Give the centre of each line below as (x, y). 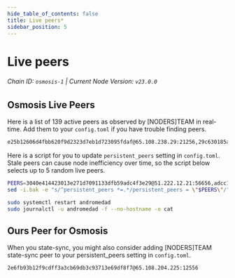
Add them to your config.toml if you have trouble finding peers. (115, 129)
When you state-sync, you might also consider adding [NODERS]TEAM (109, 248)
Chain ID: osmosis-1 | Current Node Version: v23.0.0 (82, 81)
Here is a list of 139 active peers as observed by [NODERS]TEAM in (104, 122)
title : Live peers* (36, 20)
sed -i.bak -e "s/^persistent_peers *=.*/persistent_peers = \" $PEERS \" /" (119, 190)
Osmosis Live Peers (51, 105)
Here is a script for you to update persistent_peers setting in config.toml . (114, 156)
